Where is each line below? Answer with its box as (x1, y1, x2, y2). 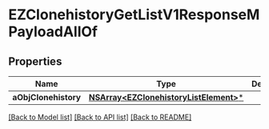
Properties (8, 54, 62, 68)
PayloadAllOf (8, 22, 98, 41)
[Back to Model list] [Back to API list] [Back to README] (8, 112, 192, 122)
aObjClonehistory (12, 92, 82, 103)
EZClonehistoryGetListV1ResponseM (8, 6, 260, 24)
